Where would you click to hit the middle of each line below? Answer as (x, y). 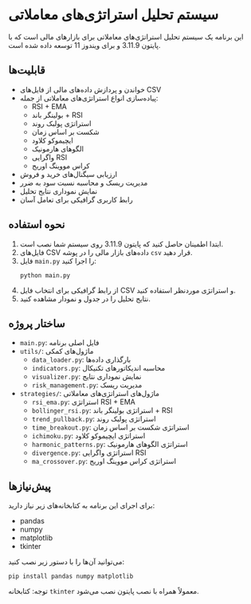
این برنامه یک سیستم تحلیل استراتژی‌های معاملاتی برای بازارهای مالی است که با (126, 37)
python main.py (45, 275)
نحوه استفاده (37, 225)
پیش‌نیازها (30, 486)
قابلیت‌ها (27, 71)
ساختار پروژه (37, 323)
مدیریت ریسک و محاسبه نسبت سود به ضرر (84, 182)
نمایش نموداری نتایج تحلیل (59, 191)
